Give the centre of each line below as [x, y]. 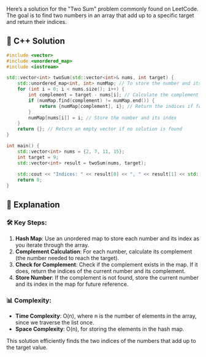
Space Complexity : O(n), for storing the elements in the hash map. [100, 329]
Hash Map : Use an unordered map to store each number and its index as [107, 238]
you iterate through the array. [52, 245]
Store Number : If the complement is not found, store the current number [107, 277]
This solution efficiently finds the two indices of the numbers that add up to [101, 341]
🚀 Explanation [33, 205]
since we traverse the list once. [55, 323]
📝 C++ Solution [36, 41]
